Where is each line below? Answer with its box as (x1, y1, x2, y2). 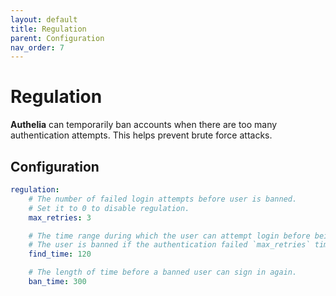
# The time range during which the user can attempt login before (28, 231, 311, 241)
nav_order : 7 (10, 42, 65, 53)
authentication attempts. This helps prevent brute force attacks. (10, 129, 273, 141)
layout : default (10, 14, 78, 25)
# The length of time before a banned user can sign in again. (28, 267, 298, 278)
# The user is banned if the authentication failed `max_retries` (28, 240, 311, 250)
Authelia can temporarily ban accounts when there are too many (10, 119, 278, 131)
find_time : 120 (28, 249, 92, 260)
